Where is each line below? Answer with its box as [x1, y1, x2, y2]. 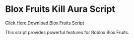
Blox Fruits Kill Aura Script [5, 3, 116, 15]
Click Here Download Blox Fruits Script [5, 20, 84, 26]
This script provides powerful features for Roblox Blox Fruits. [5, 29, 130, 35]
